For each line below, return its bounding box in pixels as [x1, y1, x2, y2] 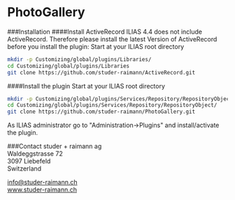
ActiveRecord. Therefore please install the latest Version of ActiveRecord [7, 34, 218, 43]
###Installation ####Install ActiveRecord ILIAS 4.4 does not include [7, 27, 203, 36]
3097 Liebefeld [7, 157, 51, 166]
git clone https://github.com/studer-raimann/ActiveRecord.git [7, 69, 196, 76]
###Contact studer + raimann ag [7, 142, 102, 151]
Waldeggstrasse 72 [7, 149, 63, 158]
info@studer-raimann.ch [7, 178, 78, 187]
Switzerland [7, 164, 42, 173]
